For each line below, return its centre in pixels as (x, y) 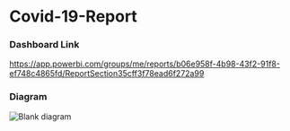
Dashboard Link (44, 45)
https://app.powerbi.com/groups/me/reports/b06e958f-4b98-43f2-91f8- (145, 64)
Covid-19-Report (73, 17)
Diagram (28, 97)
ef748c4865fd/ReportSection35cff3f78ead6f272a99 (107, 74)
